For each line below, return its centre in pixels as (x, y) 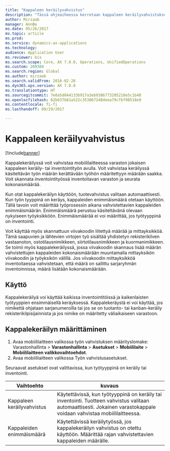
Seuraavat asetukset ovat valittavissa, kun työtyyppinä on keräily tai (76, 368)
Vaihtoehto (30, 385)
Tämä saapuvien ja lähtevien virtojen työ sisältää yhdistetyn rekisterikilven (82, 236)
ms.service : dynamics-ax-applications (46, 43)
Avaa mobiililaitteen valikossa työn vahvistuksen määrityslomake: (80, 342)
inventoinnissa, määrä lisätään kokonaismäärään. (56, 269)
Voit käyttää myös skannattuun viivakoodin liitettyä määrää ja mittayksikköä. (84, 231)
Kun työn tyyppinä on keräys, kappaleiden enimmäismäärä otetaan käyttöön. (85, 199)
